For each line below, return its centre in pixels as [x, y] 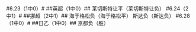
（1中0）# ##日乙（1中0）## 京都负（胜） [58, 23]
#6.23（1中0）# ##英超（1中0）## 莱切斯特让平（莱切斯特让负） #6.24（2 [97, 8]
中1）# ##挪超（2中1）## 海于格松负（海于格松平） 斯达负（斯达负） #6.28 [98, 16]
